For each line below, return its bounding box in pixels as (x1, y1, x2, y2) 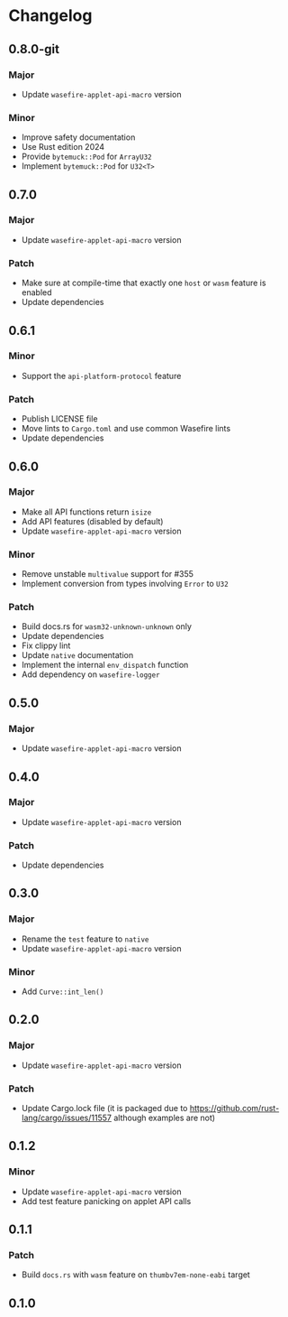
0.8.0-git (8, 42, 60, 57)
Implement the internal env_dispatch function (21, 660, 189, 671)
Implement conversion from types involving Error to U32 (21, 579, 229, 589)
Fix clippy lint (21, 640, 71, 651)
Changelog (8, 5, 93, 26)
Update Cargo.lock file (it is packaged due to (21, 1103, 188, 1114)
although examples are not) (112, 1112, 216, 1124)
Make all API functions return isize (21, 506, 152, 517)
